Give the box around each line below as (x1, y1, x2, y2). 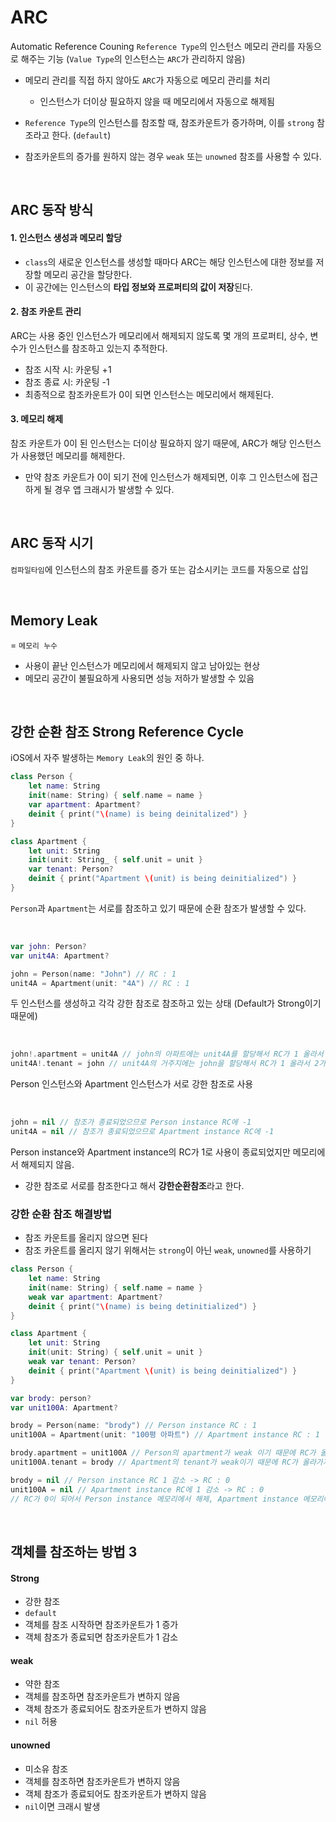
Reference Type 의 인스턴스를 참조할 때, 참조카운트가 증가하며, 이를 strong (24, 116, 315, 128)
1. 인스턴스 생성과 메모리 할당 (10, 231, 123, 243)
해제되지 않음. (20, 1158, 75, 1170)
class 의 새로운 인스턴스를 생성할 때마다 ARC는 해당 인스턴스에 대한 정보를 (24, 256, 314, 268)
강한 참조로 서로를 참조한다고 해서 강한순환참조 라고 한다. (24, 1179, 245, 1191)
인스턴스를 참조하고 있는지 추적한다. (28, 342, 168, 354)
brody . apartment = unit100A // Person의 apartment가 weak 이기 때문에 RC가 (10, 1448, 317, 1458)
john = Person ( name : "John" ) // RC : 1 (10, 969, 177, 979)
